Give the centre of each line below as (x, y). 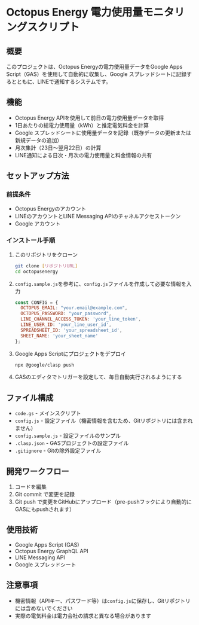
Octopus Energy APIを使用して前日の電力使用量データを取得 (89, 118)
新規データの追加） (39, 140)
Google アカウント (38, 223)
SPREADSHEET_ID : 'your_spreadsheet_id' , (71, 330)
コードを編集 (30, 487)
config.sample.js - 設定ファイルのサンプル (68, 436)
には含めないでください (44, 608)
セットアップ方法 (38, 176)
